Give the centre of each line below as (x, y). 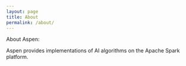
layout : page (22, 11)
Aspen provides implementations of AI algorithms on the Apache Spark (93, 51)
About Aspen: (23, 39)
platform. (17, 57)
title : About (22, 17)
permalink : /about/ (30, 22)
